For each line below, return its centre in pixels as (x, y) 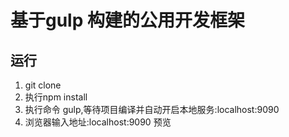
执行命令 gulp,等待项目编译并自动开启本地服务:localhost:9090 (152, 109)
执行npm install (56, 97)
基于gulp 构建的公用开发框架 (127, 20)
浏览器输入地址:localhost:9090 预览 (98, 122)
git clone (43, 85)
